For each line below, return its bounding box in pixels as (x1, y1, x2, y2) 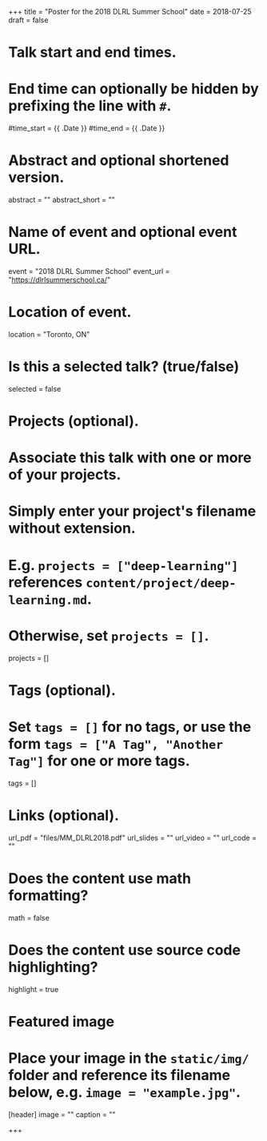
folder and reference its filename (8, 1066, 230, 1084)
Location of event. (8, 303, 132, 321)
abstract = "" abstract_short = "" (8, 195, 116, 205)
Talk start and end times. (8, 43, 177, 62)
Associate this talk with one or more (8, 448, 252, 467)
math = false (8, 913, 50, 922)
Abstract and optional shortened (8, 151, 229, 170)
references (8, 573, 83, 591)
